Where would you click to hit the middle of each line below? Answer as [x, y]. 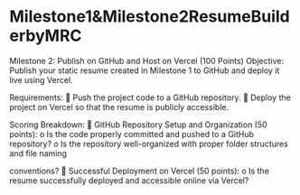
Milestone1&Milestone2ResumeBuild [150, 17]
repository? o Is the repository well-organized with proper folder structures [149, 144]
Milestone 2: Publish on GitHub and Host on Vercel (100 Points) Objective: [147, 60]
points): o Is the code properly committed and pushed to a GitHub [132, 134]
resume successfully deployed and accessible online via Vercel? [129, 180]
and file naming [38, 153]
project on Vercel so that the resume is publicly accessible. [119, 107]
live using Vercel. [42, 79]
